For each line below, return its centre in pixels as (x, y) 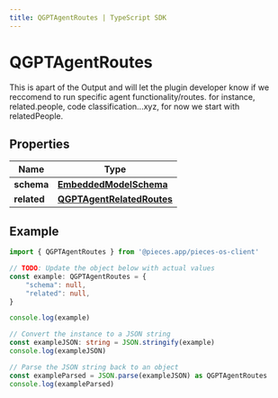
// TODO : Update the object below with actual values (112, 268)
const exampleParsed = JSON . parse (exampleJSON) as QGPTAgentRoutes (139, 375)
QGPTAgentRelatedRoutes (115, 199)
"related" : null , (58, 294)
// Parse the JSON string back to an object (94, 367)
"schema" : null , (56, 285)
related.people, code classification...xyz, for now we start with (125, 106)
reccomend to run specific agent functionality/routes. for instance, (132, 96)
